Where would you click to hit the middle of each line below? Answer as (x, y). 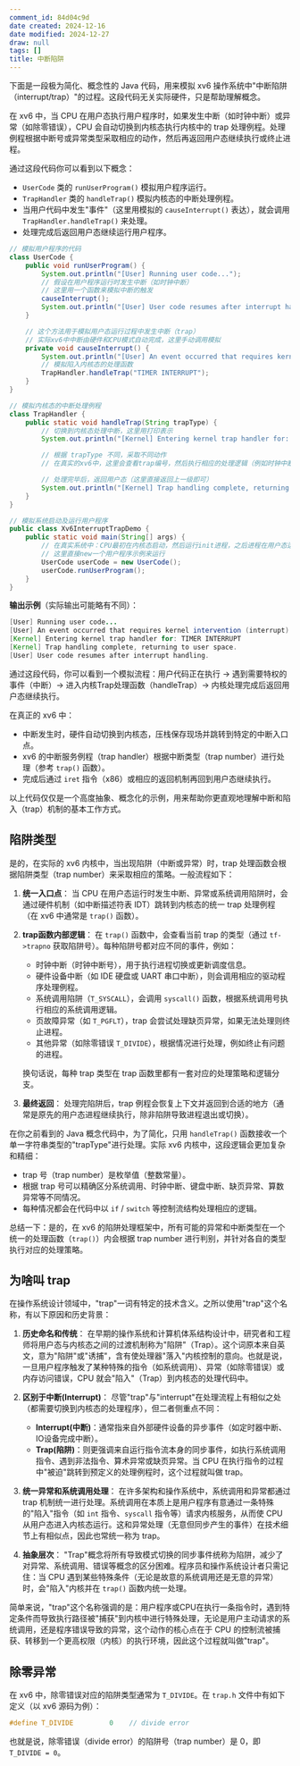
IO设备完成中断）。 (69, 1439)
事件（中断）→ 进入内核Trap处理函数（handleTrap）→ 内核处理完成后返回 (146, 685)
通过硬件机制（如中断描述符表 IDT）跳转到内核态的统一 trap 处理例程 (149, 904)
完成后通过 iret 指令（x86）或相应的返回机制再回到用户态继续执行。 (149, 778)
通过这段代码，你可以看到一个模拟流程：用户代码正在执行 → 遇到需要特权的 (148, 673)
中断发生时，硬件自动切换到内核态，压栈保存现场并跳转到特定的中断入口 (155, 734)
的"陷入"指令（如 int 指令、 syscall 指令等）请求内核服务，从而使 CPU (152, 1514)
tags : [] (25, 51)
